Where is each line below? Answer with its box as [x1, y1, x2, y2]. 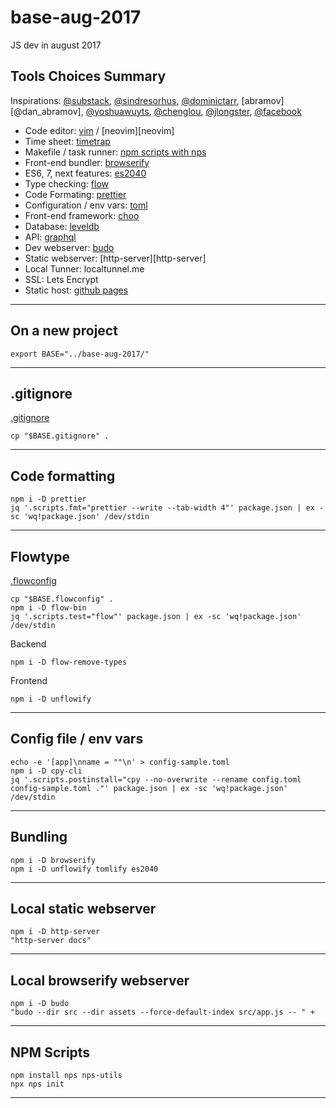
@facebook [254, 105, 302, 117]
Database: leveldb [24, 220, 100, 232]
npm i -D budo [10, 999, 70, 1009]
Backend [10, 638, 47, 650]
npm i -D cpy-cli [10, 766, 83, 776]
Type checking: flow [24, 177, 110, 190]
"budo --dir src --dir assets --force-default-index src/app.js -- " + [10, 1007, 315, 1018]
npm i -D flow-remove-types [10, 657, 128, 667]
